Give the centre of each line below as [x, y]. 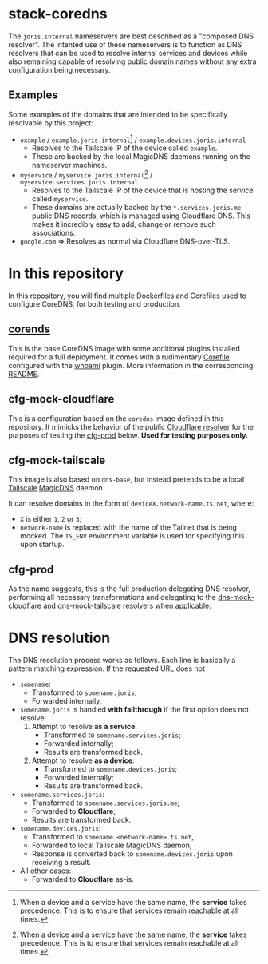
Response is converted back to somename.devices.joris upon [132, 854]
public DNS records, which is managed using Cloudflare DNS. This [141, 216]
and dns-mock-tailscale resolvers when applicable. [127, 606]
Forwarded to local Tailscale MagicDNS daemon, [112, 845]
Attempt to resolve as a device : [83, 760]
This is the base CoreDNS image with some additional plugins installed [124, 348]
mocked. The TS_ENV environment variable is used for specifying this [132, 536]
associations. [53, 233]
